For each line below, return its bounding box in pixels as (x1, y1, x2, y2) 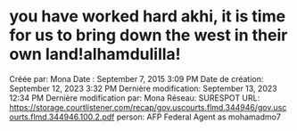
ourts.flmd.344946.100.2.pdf (9, 111, 115, 122)
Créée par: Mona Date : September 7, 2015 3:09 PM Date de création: (9, 73, 264, 84)
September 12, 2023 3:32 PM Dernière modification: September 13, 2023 (9, 83, 278, 94)
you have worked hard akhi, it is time (9, 6, 286, 27)
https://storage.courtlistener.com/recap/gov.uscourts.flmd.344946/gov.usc (9, 102, 287, 112)
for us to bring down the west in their (9, 25, 288, 45)
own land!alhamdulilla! (9, 45, 181, 64)
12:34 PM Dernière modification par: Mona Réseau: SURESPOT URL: (9, 92, 260, 103)
